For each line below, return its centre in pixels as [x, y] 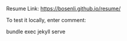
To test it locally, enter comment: [46, 20]
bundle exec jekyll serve [36, 31]
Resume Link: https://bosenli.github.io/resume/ [63, 9]
